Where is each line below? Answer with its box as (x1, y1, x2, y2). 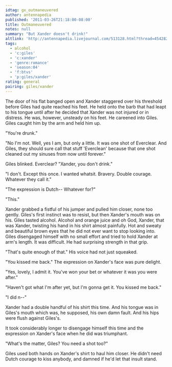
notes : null (5, 27, 31, 32)
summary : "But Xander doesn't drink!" (5, 31, 88, 36)
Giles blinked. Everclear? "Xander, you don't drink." (5, 160, 113, 167)
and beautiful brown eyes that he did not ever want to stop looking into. (5, 228, 156, 234)
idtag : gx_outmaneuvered (5, 7, 58, 13)
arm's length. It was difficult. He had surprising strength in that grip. (5, 238, 148, 245)
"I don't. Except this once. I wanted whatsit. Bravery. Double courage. (5, 171, 152, 177)
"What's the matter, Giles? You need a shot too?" (5, 340, 109, 346)
